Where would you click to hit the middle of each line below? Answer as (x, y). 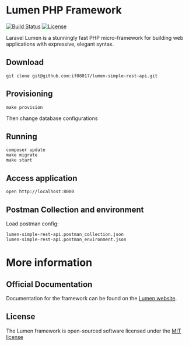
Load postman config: (32, 224)
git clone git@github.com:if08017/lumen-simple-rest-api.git (82, 76)
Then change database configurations (52, 118)
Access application (42, 178)
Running (22, 136)
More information (49, 263)
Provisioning (29, 94)
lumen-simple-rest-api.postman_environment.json (66, 239)
